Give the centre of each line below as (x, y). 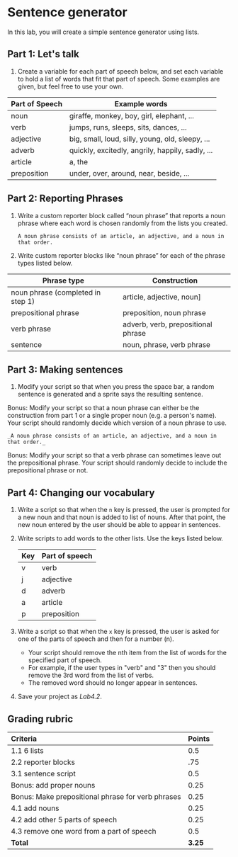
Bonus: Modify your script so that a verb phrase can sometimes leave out (114, 455)
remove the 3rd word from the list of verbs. (91, 675)
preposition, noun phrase (165, 312)
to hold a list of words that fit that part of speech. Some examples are (119, 79)
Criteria (24, 739)
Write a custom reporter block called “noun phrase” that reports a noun (121, 215)
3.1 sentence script (43, 774)
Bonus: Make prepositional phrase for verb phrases (96, 796)
